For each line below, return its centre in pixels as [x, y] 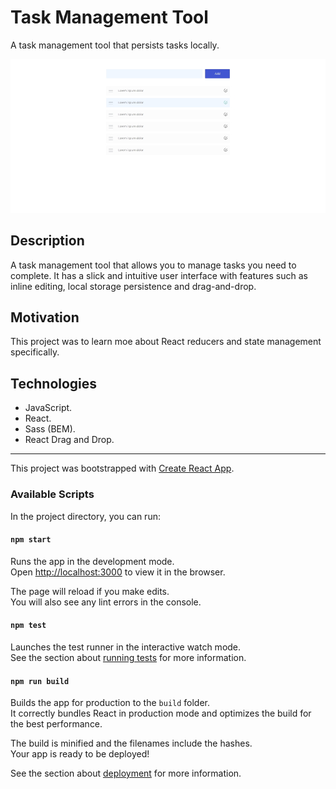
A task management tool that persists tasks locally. [115, 45]
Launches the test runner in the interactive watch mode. [126, 647]
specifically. [35, 352]
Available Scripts [52, 494]
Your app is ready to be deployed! [80, 754]
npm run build [40, 681]
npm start [31, 540]
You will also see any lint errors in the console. [106, 602]
